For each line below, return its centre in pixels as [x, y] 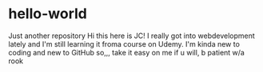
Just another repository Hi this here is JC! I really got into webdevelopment [132, 36]
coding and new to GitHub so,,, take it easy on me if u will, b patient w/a [127, 52]
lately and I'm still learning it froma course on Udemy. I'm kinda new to [124, 44]
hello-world [48, 14]
